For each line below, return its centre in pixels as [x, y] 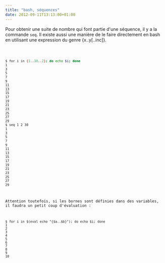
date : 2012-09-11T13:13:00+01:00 [40, 15]
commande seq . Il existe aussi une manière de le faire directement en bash [83, 34]
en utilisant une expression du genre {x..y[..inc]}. [56, 40]
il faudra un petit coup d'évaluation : [48, 206]
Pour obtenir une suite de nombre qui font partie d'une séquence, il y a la [81, 29]
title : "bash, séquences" [32, 10]
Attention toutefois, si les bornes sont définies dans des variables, [82, 201]
